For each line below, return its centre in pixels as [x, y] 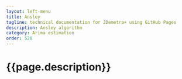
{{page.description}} [59, 67]
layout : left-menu [28, 11]
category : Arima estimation [40, 33]
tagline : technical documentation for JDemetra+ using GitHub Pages [91, 22]
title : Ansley [23, 17]
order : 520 [19, 38]
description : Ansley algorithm [44, 28]
